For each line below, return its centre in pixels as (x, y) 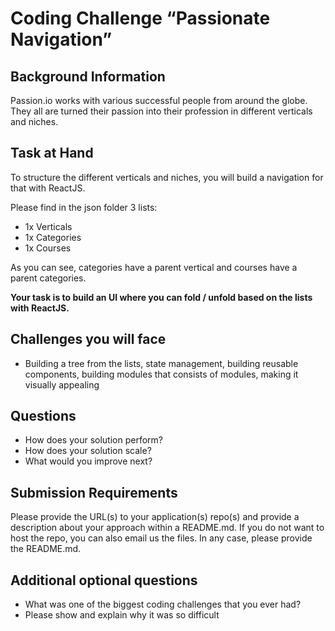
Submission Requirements (94, 492)
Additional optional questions (104, 580)
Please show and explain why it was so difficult (122, 615)
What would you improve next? (88, 461)
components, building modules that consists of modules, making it (161, 374)
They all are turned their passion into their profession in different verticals (161, 111)
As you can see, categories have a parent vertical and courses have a (154, 267)
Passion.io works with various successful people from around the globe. (159, 100)
